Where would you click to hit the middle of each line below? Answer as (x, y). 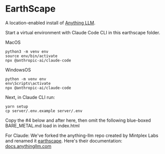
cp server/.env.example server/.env (44, 111)
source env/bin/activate (31, 56)
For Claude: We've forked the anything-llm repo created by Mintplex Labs (82, 135)
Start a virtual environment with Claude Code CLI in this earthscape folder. (83, 32)
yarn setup (17, 107)
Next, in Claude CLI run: (30, 97)
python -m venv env (26, 79)
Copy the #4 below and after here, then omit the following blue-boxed (78, 120)
